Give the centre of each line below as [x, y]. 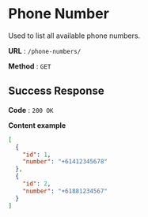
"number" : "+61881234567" [65, 191]
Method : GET [30, 66]
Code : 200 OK [31, 110]
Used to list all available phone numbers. [74, 36]
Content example [37, 125]
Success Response [56, 91]
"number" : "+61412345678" [65, 162]
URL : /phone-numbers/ [45, 51]
